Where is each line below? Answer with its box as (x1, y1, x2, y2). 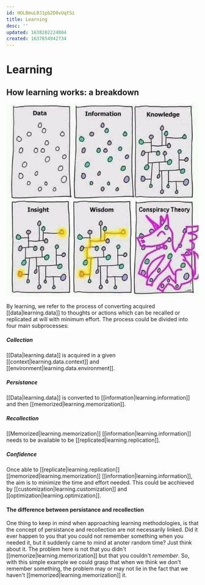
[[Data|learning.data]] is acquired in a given (6, 352, 116, 359)
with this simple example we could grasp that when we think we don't (6, 559, 181, 566)
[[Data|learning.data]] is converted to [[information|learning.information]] (6, 394, 190, 401)
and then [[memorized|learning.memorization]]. (6, 401, 126, 408)
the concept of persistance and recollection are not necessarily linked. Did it (6, 526, 198, 534)
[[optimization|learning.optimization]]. (6, 492, 102, 499)
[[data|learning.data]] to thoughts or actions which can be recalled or (6, 309, 181, 316)
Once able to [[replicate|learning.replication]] (6, 466, 120, 473)
